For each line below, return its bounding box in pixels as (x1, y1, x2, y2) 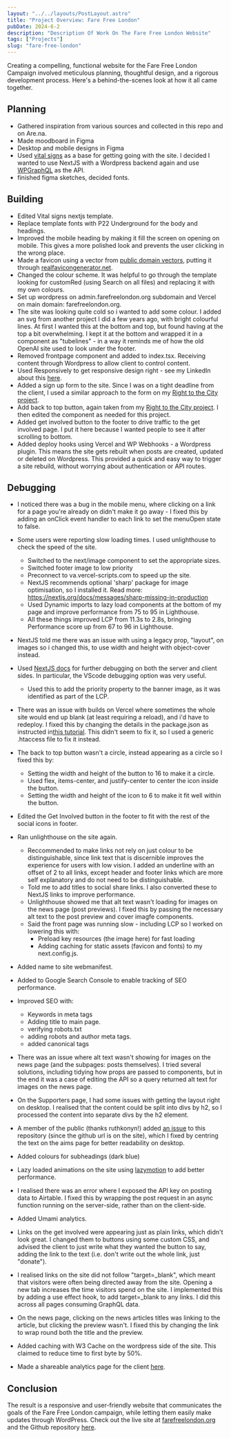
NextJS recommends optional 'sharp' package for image (27, 579, 188, 587)
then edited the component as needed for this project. (17, 410, 171, 419)
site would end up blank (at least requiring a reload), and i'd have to (17, 713, 209, 721)
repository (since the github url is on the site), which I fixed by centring (17, 1131, 219, 1140)
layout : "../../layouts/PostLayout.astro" (7, 10, 131, 17)
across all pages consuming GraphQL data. (17, 1300, 140, 1309)
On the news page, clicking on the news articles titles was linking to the (17, 1313, 221, 1322)
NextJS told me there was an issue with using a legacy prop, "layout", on (17, 636, 224, 645)
